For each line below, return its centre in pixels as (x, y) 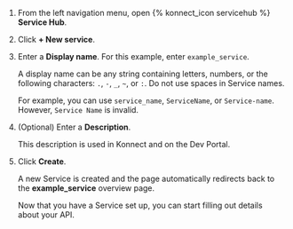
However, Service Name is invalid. (78, 110)
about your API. (46, 215)
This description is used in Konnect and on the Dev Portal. (124, 144)
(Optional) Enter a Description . (74, 127)
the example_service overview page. (86, 188)
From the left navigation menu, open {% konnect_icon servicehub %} (144, 13)
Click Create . (42, 162)
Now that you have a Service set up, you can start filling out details (140, 205)
